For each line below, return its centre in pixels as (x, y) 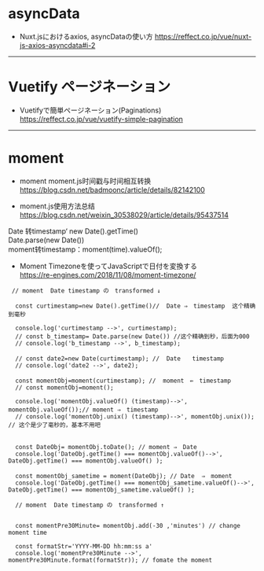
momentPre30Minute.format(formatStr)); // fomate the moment (110, 560)
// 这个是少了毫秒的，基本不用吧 (54, 425)
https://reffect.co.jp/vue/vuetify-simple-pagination (101, 119)
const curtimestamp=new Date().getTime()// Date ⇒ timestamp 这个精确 (136, 306)
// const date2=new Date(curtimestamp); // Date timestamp (120, 359)
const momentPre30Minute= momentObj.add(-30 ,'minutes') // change (128, 525)
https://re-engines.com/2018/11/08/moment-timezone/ (108, 274)
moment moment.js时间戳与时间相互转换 (85, 181)
